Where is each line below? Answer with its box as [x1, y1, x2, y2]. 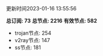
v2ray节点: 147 [14, 37, 50, 43]
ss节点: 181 [14, 44, 41, 51]
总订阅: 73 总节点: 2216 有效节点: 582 [6, 17, 98, 24]
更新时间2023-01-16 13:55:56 [6, 5, 77, 12]
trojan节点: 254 [14, 29, 51, 36]
